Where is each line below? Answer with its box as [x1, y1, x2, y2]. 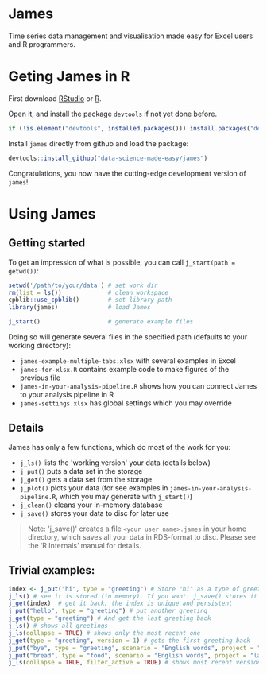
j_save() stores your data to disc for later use [19, 508, 169, 517]
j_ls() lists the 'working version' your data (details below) [19, 458, 211, 467]
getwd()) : [8, 265, 40, 275]
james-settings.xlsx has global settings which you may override [19, 398, 232, 408]
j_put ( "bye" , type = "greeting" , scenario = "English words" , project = [8, 644, 254, 652]
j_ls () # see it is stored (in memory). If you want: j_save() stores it [8, 592, 258, 600]
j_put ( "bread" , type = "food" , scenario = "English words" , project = [8, 651, 247, 660]
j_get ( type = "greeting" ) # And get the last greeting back [8, 614, 212, 622]
